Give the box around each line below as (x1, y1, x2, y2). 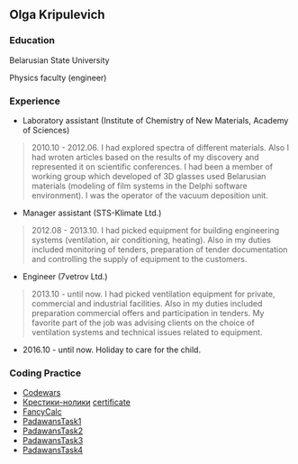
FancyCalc (22, 406, 62, 417)
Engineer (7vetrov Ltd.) (22, 270, 108, 282)
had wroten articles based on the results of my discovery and (31, 151, 259, 162)
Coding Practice (9, 367, 82, 379)
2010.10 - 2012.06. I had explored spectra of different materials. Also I (31, 141, 290, 152)
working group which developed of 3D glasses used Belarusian (31, 170, 266, 181)
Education (9, 34, 56, 47)
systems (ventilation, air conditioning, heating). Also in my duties (31, 234, 272, 245)
